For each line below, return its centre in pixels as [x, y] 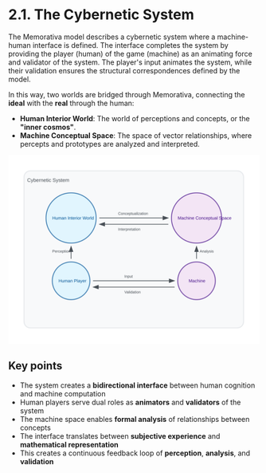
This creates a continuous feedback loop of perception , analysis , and [135, 453]
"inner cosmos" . [48, 127]
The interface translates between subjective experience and [120, 436]
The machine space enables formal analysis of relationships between [135, 419]
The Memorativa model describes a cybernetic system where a [112, 37]
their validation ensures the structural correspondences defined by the [124, 70]
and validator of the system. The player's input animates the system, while [130, 62]
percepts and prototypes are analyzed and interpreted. [110, 144]
